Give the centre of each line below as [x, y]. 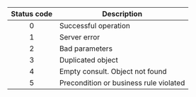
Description [122, 14]
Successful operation [95, 26]
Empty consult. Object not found [113, 71]
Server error [80, 37]
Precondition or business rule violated [122, 83]
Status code [32, 14]
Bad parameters [86, 48]
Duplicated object [88, 60]
